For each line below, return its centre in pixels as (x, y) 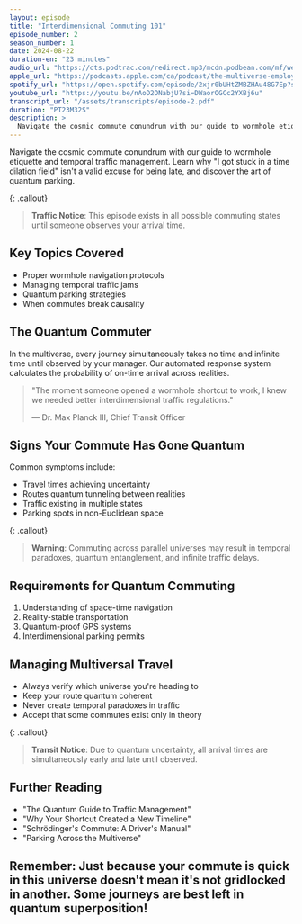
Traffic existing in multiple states (83, 504)
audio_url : (30, 68)
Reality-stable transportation (75, 617)
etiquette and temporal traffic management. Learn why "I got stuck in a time (150, 161)
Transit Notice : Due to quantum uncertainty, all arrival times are (149, 750)
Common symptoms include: (62, 467)
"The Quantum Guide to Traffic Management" (107, 809)
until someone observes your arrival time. (108, 225)
